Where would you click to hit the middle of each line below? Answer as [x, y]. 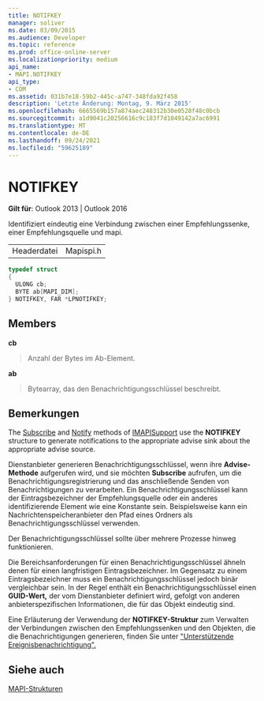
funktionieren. [31, 547]
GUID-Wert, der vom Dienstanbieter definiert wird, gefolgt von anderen [124, 596]
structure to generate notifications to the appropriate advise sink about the [129, 441]
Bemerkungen [44, 413]
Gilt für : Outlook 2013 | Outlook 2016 [68, 209]
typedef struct [33, 269]
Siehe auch [36, 670]
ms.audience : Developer [47, 38]
